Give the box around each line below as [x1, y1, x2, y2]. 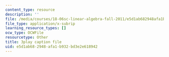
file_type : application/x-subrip [5, 21, 75, 26]
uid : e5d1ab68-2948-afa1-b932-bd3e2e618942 [5, 44, 98, 49]
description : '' [5, 12, 39, 17]
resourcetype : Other [5, 35, 49, 40]
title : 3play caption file [5, 40, 62, 45]
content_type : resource [5, 7, 55, 12]
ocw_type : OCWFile [5, 30, 44, 35]
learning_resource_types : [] [5, 26, 66, 31]
